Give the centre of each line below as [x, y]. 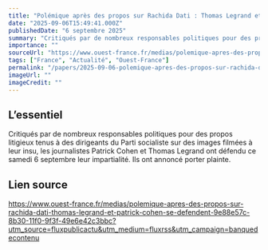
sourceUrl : [26, 53]
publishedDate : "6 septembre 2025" [67, 30]
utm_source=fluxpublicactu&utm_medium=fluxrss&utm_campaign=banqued [133, 229]
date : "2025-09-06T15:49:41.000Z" [66, 23]
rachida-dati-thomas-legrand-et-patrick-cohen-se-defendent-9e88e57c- [129, 212]
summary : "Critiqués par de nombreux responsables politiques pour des [130, 38]
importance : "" [33, 46]
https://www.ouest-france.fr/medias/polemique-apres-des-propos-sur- [126, 204]
